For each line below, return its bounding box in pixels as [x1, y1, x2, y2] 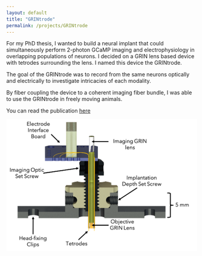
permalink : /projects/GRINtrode [6, 22, 88, 28]
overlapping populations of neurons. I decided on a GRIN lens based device [6, 53, 195, 60]
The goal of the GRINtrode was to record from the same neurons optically [6, 71, 190, 78]
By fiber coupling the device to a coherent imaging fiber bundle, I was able [6, 89, 192, 96]
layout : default [6, 10, 47, 16]
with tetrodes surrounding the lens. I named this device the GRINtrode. [6, 59, 183, 67]
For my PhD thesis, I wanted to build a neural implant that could [6, 40, 165, 47]
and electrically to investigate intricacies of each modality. [6, 77, 151, 85]
